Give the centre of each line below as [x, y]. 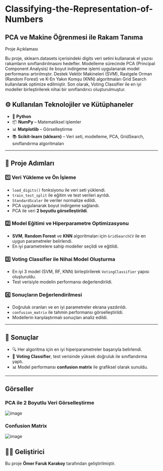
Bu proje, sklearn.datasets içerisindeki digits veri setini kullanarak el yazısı [79, 58]
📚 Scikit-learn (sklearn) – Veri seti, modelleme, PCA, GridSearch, [78, 136]
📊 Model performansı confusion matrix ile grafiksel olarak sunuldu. [80, 367]
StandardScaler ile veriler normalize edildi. [54, 200]
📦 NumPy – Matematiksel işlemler [47, 122]
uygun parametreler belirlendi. [42, 241]
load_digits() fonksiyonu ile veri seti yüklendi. [59, 190]
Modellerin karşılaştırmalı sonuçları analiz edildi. [60, 318]
